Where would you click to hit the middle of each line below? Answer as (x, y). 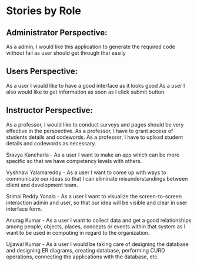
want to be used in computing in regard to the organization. (78, 232)
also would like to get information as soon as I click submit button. (86, 92)
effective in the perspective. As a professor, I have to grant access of (90, 131)
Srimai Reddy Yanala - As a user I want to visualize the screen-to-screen (94, 196)
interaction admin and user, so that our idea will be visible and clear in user (97, 202)
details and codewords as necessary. (51, 143)
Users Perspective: (42, 72)
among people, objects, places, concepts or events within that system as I (96, 226)
